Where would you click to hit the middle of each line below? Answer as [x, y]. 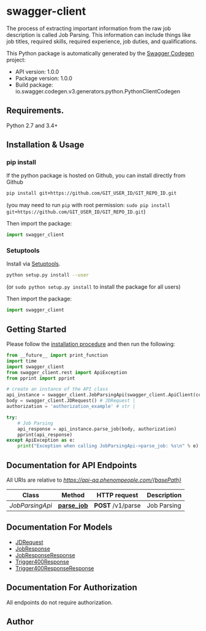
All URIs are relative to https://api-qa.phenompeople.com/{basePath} [94, 480]
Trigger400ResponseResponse [55, 568]
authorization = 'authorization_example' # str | [71, 407]
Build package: [34, 85]
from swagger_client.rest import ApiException [67, 372]
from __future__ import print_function [57, 355]
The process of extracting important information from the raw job [89, 28]
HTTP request [117, 495]
